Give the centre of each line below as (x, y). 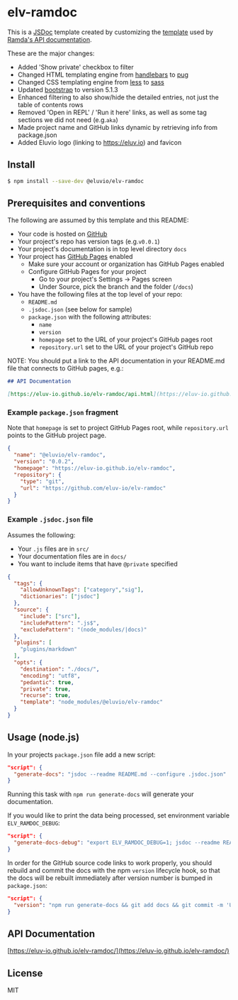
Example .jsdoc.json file (50, 520)
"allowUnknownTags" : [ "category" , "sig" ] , (82, 590)
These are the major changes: (51, 53)
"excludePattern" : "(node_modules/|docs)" (84, 630)
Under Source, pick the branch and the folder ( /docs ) (116, 287)
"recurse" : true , (46, 696)
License (25, 973)
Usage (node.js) (44, 738)
